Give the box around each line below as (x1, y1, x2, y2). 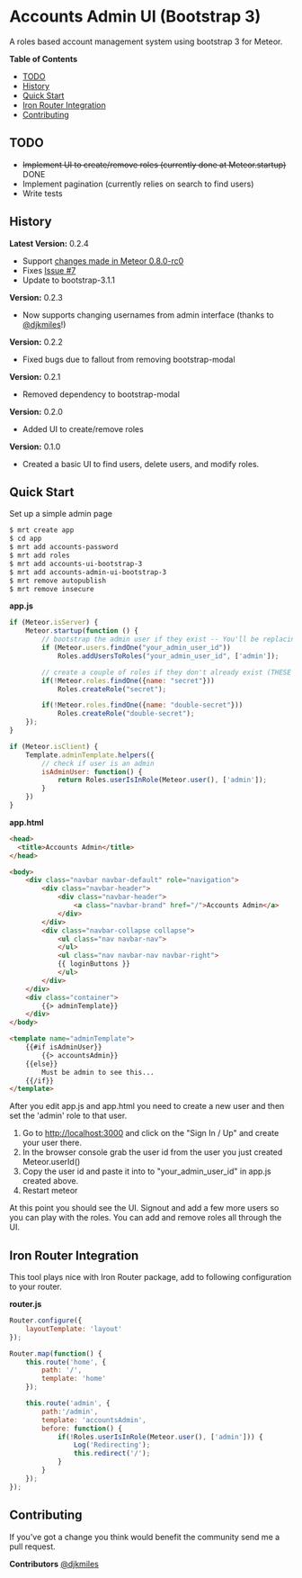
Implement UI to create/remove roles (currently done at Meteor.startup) (22, 159, 287, 170)
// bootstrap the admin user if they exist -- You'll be (41, 635, 259, 645)
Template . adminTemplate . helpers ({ (25, 750, 155, 760)
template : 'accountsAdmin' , (41, 1415, 147, 1424)
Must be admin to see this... (41, 1068, 155, 1077)
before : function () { (41, 1424, 123, 1433)
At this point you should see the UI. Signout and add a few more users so (9, 1203, 280, 1213)
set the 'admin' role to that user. (9, 1110, 128, 1122)
